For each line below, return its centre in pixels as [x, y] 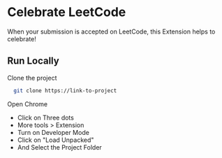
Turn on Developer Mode [53, 132]
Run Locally [33, 61]
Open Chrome [28, 104]
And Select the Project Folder [60, 147]
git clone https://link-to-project [65, 91]
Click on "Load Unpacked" [55, 140]
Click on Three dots [46, 117]
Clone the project [32, 78]
